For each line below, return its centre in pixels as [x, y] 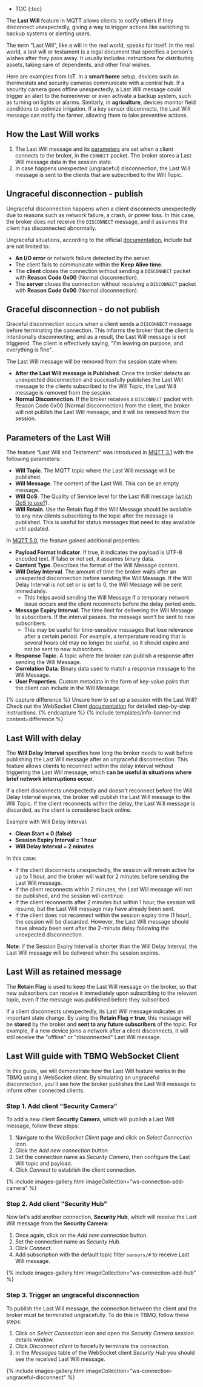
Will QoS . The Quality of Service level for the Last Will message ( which [104, 496]
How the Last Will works [53, 134]
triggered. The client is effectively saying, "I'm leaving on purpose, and [95, 344]
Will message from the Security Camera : [58, 1223]
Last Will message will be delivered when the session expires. [83, 953]
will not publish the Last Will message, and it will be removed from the [102, 412]
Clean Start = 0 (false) [43, 834]
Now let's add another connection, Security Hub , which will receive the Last [101, 1217]
